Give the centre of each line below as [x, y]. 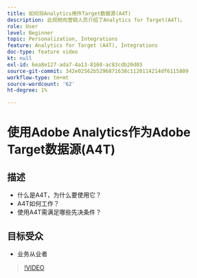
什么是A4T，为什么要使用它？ [59, 195]
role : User [23, 26]
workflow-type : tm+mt [38, 77]
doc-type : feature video [43, 52]
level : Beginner [30, 33]
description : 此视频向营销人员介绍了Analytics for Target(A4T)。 [96, 20]
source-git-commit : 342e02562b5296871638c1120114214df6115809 [98, 71]
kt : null [20, 58]
